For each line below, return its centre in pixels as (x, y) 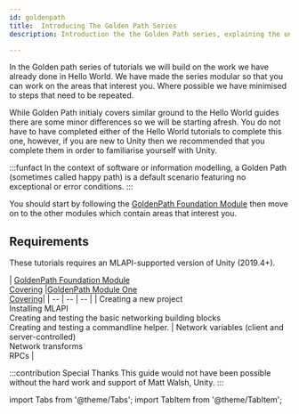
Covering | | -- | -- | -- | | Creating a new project (96, 299)
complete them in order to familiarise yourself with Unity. (113, 150)
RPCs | (22, 356)
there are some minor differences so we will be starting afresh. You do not (145, 122)
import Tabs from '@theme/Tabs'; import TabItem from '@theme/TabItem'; (146, 400)
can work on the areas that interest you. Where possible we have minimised (148, 86)
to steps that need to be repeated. (72, 95)
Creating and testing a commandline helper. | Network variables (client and (147, 328)
